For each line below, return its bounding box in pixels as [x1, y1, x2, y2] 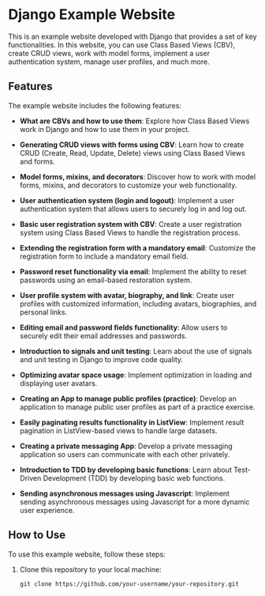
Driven [19, 473, 42, 483]
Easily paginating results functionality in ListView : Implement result [19, 417, 244, 427]
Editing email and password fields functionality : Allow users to [19, 323, 228, 332]
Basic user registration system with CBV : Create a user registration [19, 219, 242, 228]
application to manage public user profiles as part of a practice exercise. [19, 402, 256, 412]
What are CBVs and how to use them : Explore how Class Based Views [19, 116, 250, 126]
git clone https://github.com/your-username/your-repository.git [19, 579, 239, 588]
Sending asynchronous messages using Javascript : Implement [19, 488, 230, 498]
